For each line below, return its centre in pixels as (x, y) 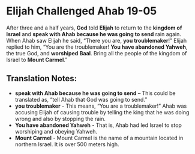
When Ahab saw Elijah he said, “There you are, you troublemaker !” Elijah (97, 40)
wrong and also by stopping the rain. (60, 119)
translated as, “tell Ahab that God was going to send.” (81, 99)
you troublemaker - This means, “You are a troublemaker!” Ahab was (101, 106)
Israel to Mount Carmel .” (37, 60)
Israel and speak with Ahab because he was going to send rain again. (94, 34)
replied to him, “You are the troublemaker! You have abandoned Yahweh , (97, 47)
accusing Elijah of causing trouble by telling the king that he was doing (102, 112)
